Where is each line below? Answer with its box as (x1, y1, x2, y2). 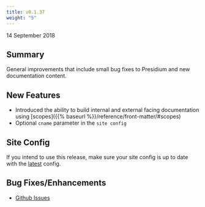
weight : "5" (6, 15, 37, 21)
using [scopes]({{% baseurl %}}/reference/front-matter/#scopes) (15, 113, 181, 120)
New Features (6, 90, 61, 100)
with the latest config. (6, 160, 61, 167)
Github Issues (15, 194, 50, 201)
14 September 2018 (6, 31, 55, 39)
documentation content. (6, 72, 67, 80)
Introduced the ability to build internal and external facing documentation (15, 106, 199, 114)
